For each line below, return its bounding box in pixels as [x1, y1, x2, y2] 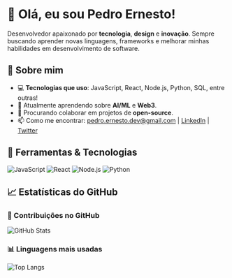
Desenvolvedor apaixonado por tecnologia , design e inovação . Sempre [7, 29, 215, 38]
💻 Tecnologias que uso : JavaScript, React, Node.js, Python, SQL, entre [17, 83, 225, 92]
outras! [17, 94, 38, 102]
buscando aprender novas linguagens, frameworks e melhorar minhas [7, 36, 210, 45]
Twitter [17, 126, 38, 135]
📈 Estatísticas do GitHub [7, 186, 118, 198]
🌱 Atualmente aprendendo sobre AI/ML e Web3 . [17, 101, 157, 109]
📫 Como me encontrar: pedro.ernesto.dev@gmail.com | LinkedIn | [17, 116, 210, 124]
